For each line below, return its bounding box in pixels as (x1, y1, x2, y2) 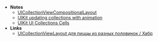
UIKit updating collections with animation (17, 15, 103, 20)
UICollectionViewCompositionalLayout (17, 9, 97, 15)
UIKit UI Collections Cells (17, 20, 69, 26)
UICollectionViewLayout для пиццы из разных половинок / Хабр (17, 31, 153, 36)
